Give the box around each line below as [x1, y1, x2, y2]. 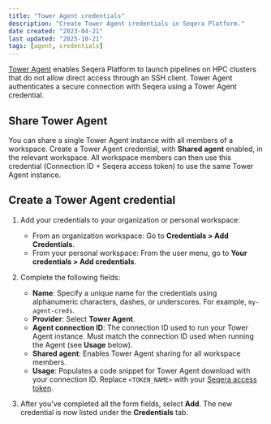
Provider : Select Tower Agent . [32, 314, 135, 323]
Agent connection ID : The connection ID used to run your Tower [32, 322, 249, 332]
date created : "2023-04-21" [8, 27, 104, 35]
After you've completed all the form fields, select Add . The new [19, 399, 233, 409]
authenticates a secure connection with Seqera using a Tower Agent [8, 82, 237, 92]
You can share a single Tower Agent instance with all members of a [8, 135, 234, 145]
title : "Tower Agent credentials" [8, 11, 126, 20]
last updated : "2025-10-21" [8, 34, 104, 43]
